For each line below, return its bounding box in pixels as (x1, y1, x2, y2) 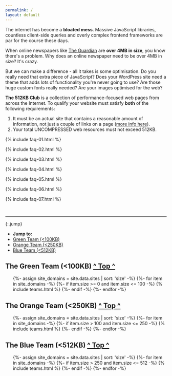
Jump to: (12, 231, 32, 237)
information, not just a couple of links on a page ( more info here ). (12, 121, 150, 127)
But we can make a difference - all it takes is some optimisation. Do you (5, 68, 156, 74)
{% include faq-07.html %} (5, 196, 61, 202)
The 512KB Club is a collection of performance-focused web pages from (5, 95, 160, 101)
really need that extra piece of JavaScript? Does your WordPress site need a (5, 73, 166, 80)
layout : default (5, 12, 40, 17)
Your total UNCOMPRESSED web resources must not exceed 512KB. (12, 126, 157, 133)
